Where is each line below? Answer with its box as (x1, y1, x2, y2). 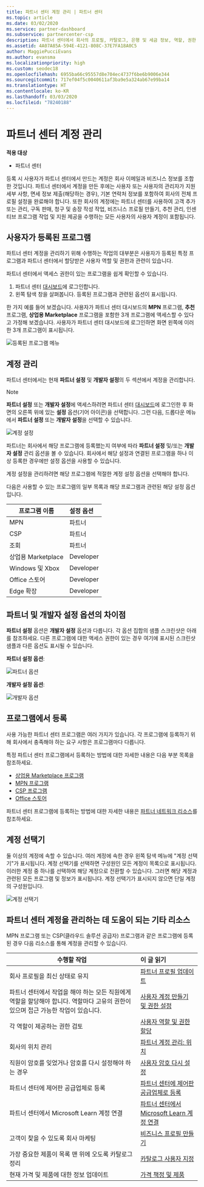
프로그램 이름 (18, 506, 55, 515)
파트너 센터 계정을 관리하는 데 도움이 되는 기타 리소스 (6, 915, 191, 925)
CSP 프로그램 (15, 786, 47, 794)
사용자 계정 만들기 (140, 993, 189, 1001)
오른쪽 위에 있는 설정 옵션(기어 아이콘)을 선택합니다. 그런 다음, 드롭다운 (17, 408, 185, 416)
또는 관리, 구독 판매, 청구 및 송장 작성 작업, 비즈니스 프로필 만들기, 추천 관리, (6, 205, 185, 212)
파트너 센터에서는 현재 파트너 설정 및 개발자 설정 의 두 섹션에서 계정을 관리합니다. (6, 376, 195, 383)
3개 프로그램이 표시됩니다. (12, 326, 75, 334)
